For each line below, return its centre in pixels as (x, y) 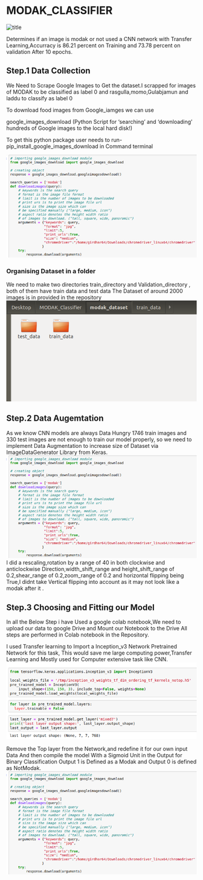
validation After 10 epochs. (39, 51)
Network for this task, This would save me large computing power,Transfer (99, 653)
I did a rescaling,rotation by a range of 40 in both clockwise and (85, 563)
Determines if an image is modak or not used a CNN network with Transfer (99, 39)
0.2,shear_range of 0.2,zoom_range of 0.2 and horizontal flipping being (95, 575)
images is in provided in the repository (54, 297)
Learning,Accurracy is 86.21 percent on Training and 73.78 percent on (93, 45)
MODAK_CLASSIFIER (60, 11)
